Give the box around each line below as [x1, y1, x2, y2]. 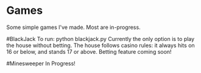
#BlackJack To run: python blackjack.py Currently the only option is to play [6, 35, 195, 42]
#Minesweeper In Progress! [6, 60, 76, 67]
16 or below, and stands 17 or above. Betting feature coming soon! [6, 48, 172, 55]
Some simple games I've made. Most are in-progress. [6, 24, 141, 31]
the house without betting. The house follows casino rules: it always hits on [6, 42, 195, 49]
